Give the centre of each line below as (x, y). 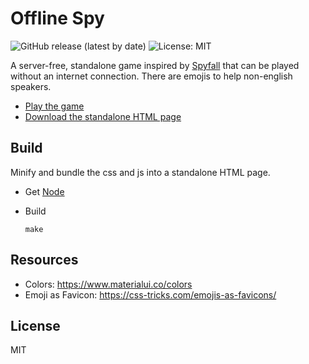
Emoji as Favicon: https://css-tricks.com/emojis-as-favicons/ (150, 294)
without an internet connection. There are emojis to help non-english (151, 76)
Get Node (44, 191)
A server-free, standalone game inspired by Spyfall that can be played (155, 65)
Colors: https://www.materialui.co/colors (108, 284)
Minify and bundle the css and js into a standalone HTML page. (140, 172)
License (35, 325)
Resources (44, 260)
